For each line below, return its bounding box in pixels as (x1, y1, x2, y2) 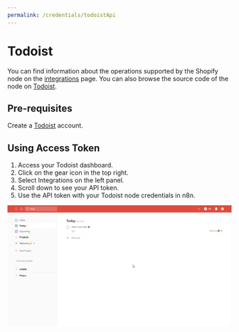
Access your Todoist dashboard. (17, 161, 114, 170)
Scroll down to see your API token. (17, 184, 119, 192)
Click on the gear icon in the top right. (17, 168, 129, 177)
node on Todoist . (7, 82, 57, 90)
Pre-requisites (7, 102, 73, 114)
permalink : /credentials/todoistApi (7, 11, 116, 19)
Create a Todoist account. (7, 121, 83, 130)
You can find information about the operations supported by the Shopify (7, 66, 218, 75)
